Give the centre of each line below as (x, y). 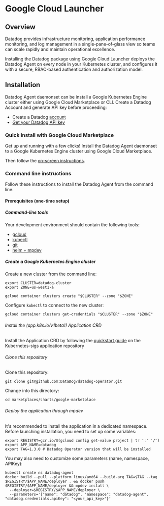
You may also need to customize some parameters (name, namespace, (77, 458)
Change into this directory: (32, 391)
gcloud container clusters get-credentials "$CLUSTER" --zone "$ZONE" (79, 314)
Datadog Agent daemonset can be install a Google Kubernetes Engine (76, 97)
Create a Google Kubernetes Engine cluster (50, 261)
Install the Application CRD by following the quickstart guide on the (73, 341)
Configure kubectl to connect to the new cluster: (55, 305)
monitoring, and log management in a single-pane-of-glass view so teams (80, 44)
